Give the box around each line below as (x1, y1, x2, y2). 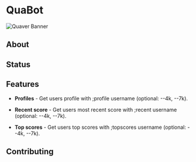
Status (6, 59, 31, 69)
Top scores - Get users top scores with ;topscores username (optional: (14, 124, 186, 131)
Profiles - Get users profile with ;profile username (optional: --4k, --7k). (14, 94, 188, 102)
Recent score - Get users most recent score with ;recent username (14, 106, 177, 113)
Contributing (6, 146, 54, 156)
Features (6, 79, 39, 89)
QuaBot (6, 3, 44, 17)
